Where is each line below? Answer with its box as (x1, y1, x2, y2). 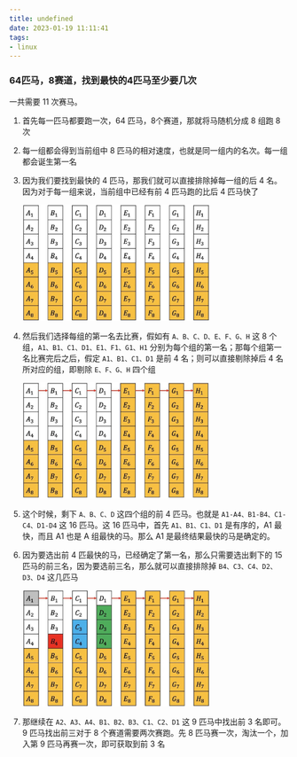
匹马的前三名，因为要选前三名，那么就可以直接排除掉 (21, 561, 217, 572)
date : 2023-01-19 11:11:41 (9, 23, 109, 33)
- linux (9, 43, 38, 51)
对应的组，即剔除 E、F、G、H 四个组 (29, 363, 156, 374)
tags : (9, 33, 29, 42)
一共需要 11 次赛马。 (9, 96, 82, 106)
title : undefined (9, 14, 74, 23)
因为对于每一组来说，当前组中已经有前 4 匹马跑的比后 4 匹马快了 (21, 186, 259, 197)
